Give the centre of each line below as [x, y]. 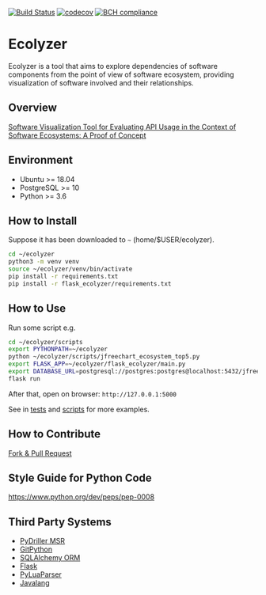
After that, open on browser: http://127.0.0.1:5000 [92, 394]
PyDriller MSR [42, 541]
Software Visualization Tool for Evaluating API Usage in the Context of [122, 127]
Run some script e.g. [42, 328]
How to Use [37, 309]
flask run [25, 379]
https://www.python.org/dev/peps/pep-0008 [82, 497]
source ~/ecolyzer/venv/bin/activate [70, 269]
